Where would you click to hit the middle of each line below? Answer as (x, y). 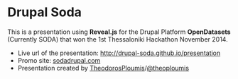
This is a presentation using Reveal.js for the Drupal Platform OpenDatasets (119, 32)
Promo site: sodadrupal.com (59, 60)
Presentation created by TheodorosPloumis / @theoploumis (103, 68)
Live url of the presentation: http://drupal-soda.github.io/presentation (119, 53)
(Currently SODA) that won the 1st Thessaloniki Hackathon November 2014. (118, 39)
